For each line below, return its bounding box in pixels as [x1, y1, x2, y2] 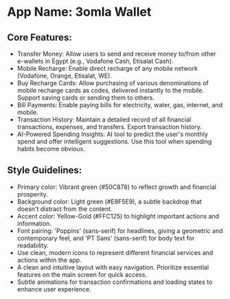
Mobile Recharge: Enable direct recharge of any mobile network [16, 65, 198, 72]
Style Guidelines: [7, 164, 82, 176]
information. [16, 219, 51, 228]
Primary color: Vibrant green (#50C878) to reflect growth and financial [16, 183, 217, 191]
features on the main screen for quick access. [16, 270, 148, 278]
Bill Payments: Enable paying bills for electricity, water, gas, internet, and [16, 101, 223, 109]
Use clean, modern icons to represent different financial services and [16, 248, 214, 256]
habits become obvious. [16, 145, 86, 153]
